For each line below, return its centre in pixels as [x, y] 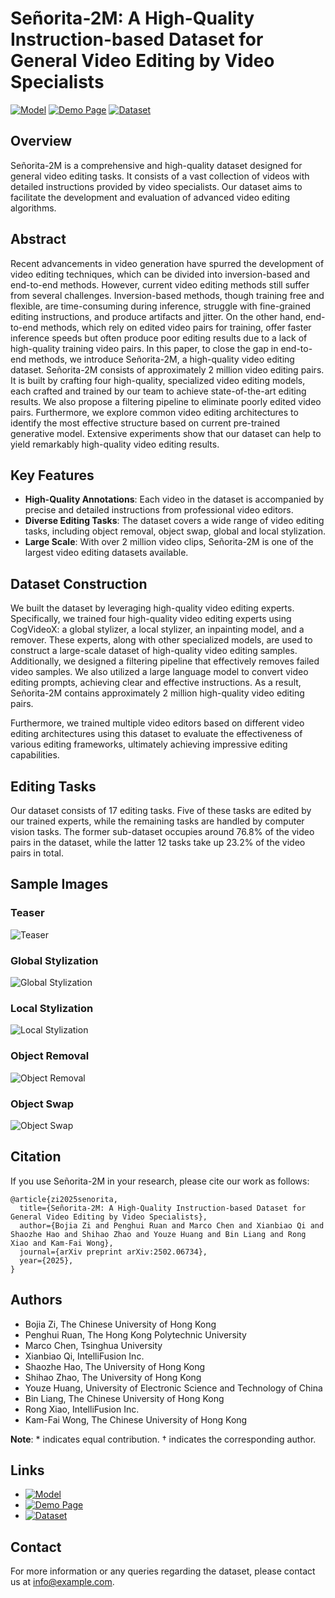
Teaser [27, 913]
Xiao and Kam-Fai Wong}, [62, 1243]
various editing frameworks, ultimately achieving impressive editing [149, 744]
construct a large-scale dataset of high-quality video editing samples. [154, 651]
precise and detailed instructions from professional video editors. [159, 510]
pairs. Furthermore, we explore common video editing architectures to [154, 412]
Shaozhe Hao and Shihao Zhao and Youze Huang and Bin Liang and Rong [158, 1234]
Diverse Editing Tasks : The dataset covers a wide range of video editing [174, 521]
